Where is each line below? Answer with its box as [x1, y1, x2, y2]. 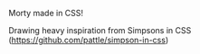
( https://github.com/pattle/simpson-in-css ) [8, 35, 169, 45]
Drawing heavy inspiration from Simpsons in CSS [8, 25, 192, 35]
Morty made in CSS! [8, 8, 83, 18]
